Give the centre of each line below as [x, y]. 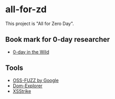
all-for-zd [26, 9]
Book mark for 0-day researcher [57, 40]
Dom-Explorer [27, 86]
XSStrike [22, 91]
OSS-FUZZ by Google [36, 80]
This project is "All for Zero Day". [40, 23]
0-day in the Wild [31, 52]
